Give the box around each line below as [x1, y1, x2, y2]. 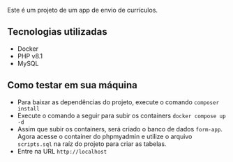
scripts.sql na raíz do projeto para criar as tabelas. [17, 139, 167, 148]
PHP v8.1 [17, 51, 43, 60]
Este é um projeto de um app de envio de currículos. [7, 6, 158, 14]
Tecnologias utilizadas [7, 26, 107, 38]
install [17, 105, 40, 112]
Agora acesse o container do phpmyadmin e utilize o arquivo [17, 132, 193, 140]
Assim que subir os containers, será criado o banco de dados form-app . [17, 124, 223, 133]
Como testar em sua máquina [7, 79, 137, 91]
